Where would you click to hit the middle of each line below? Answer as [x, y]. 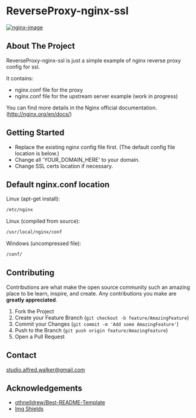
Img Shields [29, 409]
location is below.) [37, 153]
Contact [21, 355]
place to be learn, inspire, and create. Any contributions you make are [91, 293]
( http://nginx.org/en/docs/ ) [39, 114]
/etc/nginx [20, 210]
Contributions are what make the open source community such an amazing [98, 287]
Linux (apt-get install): [33, 199]
